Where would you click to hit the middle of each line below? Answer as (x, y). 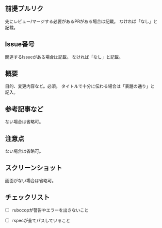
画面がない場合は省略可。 (31, 180)
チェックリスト (27, 198)
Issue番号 (20, 44)
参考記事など (24, 109)
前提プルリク (24, 9)
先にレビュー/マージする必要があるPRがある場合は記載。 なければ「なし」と (81, 21)
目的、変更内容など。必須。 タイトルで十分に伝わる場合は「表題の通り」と (80, 86)
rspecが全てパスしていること (41, 220)
